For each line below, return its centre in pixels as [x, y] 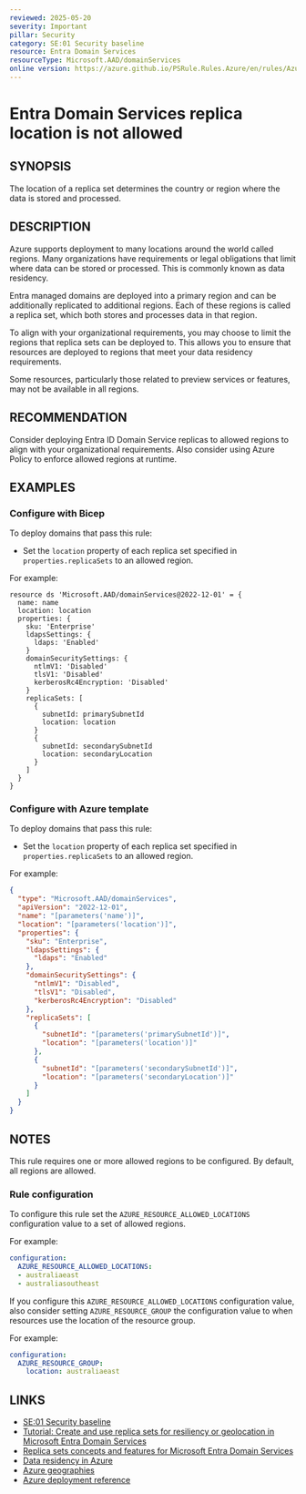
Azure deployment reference [76, 1480]
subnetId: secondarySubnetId [97, 747]
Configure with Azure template [79, 809]
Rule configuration [51, 1194]
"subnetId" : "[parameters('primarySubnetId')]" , [136, 1035]
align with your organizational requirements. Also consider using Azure [142, 449]
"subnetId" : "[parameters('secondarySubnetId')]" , [140, 1068]
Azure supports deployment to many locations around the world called [142, 249]
